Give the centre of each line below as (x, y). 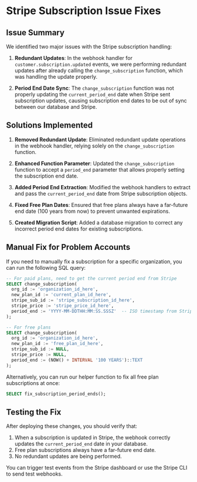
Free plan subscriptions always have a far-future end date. (85, 450)
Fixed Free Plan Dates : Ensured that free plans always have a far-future (101, 205)
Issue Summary (35, 33)
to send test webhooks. (34, 474)
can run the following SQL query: (46, 267)
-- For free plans (28, 327)
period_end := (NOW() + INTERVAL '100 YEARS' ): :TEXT (77, 360)
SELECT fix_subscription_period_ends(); (56, 394)
